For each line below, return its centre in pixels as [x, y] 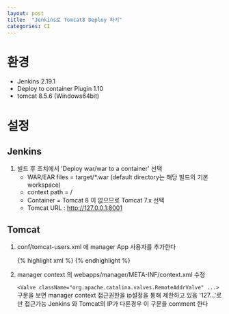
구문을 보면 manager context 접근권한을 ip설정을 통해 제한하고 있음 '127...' [117, 296]
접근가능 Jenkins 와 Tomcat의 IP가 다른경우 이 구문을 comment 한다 [116, 304]
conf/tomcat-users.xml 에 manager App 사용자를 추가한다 [96, 247]
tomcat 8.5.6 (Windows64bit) [58, 96]
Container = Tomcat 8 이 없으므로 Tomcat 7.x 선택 [96, 200]
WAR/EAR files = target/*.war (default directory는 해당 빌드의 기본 [118, 177]
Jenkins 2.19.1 [36, 81]
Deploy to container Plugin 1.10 [60, 89]
